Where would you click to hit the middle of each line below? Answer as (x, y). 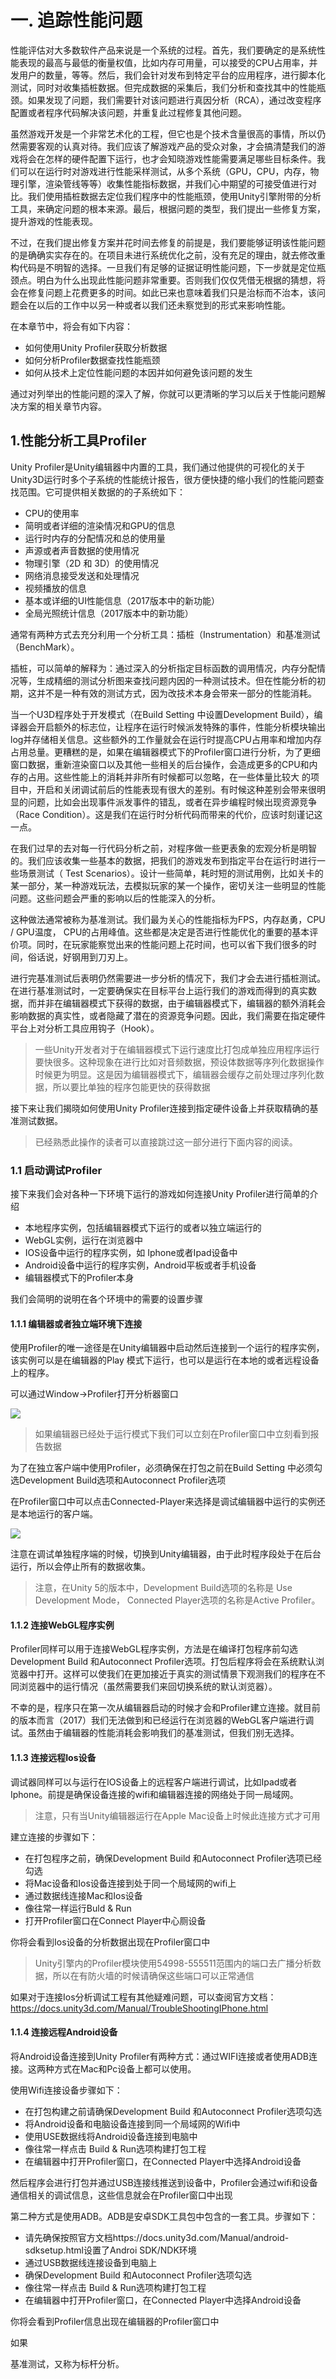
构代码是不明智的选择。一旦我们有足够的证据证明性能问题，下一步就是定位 (163, 267)
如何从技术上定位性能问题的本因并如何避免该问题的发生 (138, 372)
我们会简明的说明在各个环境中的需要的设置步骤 (106, 1299)
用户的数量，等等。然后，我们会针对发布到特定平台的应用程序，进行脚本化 (172, 75)
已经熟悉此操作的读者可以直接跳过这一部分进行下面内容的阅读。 (166, 1142)
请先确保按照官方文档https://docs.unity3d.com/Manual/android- (157, 2237)
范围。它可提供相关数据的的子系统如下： (102, 492)
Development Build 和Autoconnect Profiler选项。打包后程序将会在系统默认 (163, 1662)
